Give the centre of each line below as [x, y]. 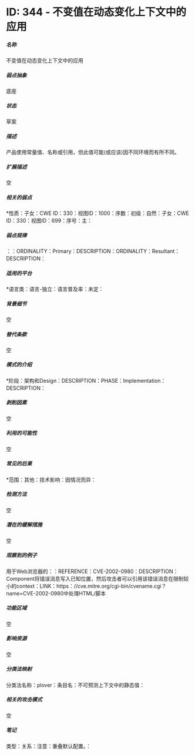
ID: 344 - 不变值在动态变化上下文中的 [96, 12]
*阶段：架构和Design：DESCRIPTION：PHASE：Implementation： [86, 380]
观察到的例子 [21, 555]
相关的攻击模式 [24, 700]
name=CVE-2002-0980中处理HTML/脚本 [56, 593]
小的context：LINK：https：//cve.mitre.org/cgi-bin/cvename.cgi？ [86, 586]
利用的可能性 [21, 433]
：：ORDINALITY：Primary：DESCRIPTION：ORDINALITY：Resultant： [93, 251]
